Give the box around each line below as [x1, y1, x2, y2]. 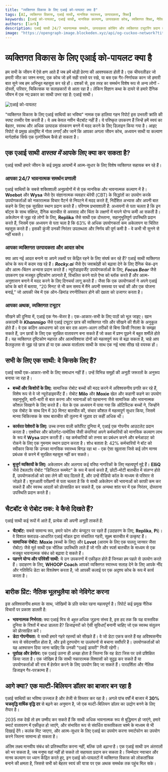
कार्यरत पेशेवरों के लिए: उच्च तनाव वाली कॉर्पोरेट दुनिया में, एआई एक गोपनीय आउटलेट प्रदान [12, 423, 154, 429]
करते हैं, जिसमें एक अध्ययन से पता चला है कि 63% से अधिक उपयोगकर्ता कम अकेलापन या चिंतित [5, 220, 158, 226]
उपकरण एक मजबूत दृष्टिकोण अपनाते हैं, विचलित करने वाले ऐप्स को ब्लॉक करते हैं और [5, 272, 138, 278]
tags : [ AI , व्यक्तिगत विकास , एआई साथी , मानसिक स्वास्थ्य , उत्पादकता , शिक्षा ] [5, 12, 131, 17]
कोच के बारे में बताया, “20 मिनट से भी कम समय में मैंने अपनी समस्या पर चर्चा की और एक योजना [5, 284, 155, 290]
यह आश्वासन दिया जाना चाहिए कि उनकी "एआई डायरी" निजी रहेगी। [12, 645, 119, 651]
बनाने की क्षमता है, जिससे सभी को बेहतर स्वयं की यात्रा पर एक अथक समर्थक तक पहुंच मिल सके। [5, 760, 156, 766]
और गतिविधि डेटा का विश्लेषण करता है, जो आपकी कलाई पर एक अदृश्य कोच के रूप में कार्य [12, 567, 154, 573]
